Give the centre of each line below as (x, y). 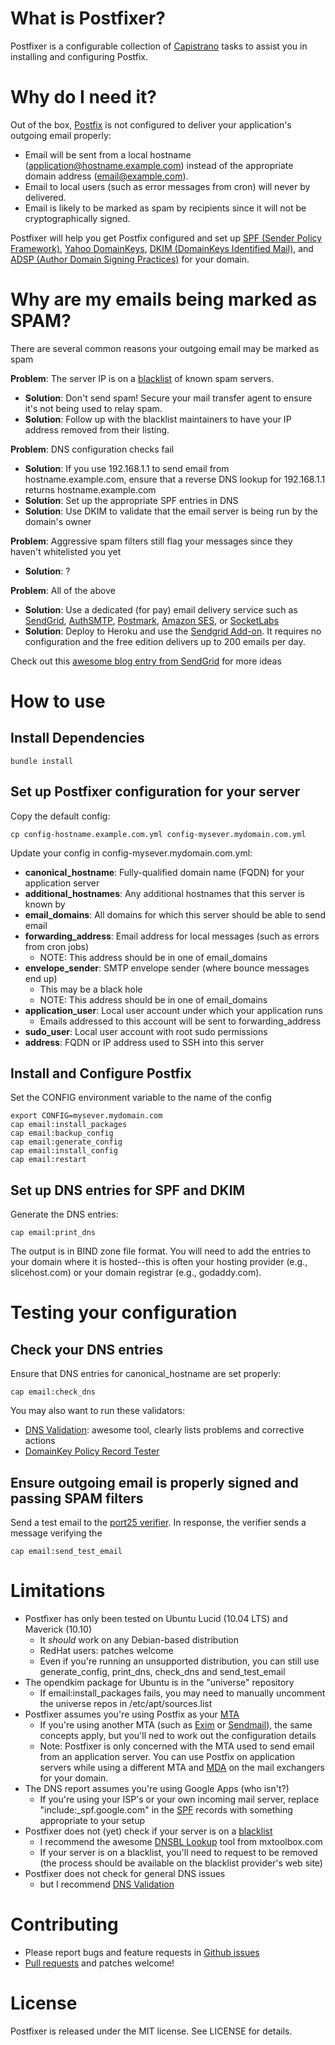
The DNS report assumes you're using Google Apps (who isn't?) (157, 1788)
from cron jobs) (57, 946)
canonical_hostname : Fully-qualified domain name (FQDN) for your (164, 872)
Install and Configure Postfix (101, 1073)
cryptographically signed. (77, 218)
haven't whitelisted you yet (66, 551)
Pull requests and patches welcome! (99, 1963)
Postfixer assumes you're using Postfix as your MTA (132, 1714)
